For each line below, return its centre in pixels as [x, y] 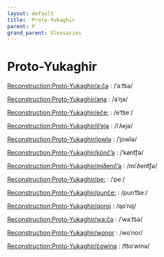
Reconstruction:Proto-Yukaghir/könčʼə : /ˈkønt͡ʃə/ [75, 153]
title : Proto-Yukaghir [41, 20]
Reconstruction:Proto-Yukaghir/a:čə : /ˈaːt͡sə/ [70, 86]
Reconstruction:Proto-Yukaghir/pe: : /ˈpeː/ [66, 179]
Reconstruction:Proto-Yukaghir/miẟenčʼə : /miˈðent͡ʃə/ [82, 166]
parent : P [21, 26]
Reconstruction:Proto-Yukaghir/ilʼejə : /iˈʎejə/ [70, 126]
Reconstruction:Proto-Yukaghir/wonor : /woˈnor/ [75, 233]
